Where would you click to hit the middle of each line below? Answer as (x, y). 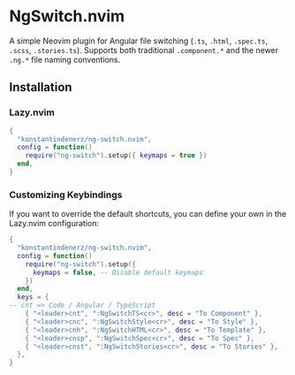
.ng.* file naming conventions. (65, 59)
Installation (41, 87)
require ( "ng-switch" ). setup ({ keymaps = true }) (116, 156)
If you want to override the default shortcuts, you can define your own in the (148, 214)
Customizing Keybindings (66, 195)
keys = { (33, 297)
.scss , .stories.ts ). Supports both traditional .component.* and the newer (144, 50)
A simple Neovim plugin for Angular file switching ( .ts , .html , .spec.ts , (138, 41)
